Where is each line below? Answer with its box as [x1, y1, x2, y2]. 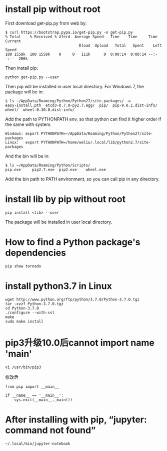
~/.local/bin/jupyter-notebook [5, 441, 70, 446]
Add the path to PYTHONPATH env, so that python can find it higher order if [5, 116, 161, 122]
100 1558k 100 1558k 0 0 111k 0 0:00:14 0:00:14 [5, 52, 146, 57]
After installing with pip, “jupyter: [5, 414, 147, 425]
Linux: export [5, 139, 39, 145]
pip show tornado [5, 263, 41, 269]
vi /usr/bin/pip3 [5, 365, 41, 370]
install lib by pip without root [5, 194, 126, 205]
